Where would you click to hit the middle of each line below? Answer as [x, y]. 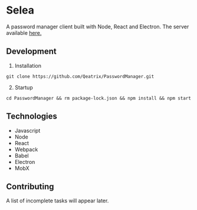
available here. [24, 32]
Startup [24, 87]
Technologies [32, 117]
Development [32, 52]
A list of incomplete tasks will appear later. [58, 201]
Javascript [27, 130]
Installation [28, 65]
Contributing [30, 186]
